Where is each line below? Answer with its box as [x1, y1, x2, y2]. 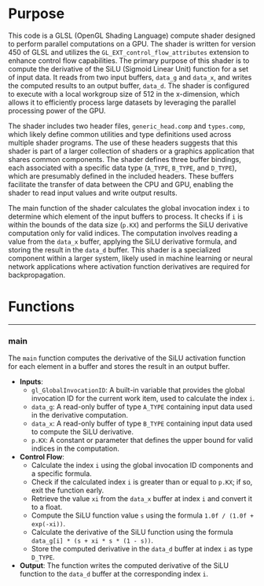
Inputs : [19, 377, 43, 386]
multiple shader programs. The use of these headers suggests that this [8, 138, 238, 147]
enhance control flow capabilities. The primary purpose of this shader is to [8, 56, 250, 65]
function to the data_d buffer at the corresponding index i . [19, 569, 209, 579]
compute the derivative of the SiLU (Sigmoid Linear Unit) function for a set [8, 64, 249, 73]
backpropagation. [8, 270, 65, 279]
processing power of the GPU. [8, 105, 106, 115]
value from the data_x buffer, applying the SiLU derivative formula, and [8, 237, 237, 246]
